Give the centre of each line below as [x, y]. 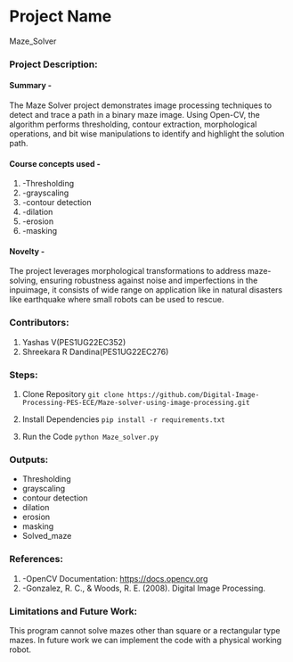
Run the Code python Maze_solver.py [90, 437]
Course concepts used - [55, 163]
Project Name [61, 17]
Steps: [24, 375]
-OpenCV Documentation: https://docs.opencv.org [115, 578]
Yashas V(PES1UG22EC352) [74, 342]
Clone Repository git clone [73, 394]
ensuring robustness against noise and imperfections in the [149, 281]
